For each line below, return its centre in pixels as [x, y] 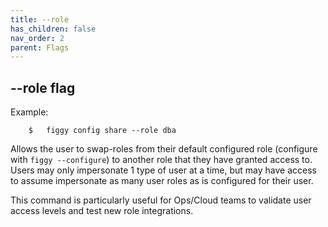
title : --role [40, 19]
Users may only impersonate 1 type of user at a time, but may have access [163, 170]
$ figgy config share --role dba [102, 131]
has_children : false [53, 29]
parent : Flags [40, 47]
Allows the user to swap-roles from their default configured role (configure [164, 149]
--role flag [43, 87]
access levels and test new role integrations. [102, 211]
